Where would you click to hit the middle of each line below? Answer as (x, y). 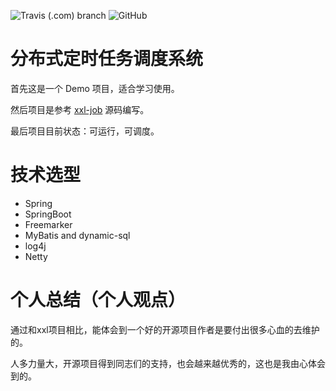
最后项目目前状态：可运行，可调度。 (85, 131)
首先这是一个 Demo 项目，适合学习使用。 (95, 88)
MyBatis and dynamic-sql (77, 235)
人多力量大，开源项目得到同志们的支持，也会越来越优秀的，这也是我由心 (159, 363)
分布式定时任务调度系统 (107, 59)
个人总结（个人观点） (98, 300)
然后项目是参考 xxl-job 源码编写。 (80, 109)
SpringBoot (48, 214)
